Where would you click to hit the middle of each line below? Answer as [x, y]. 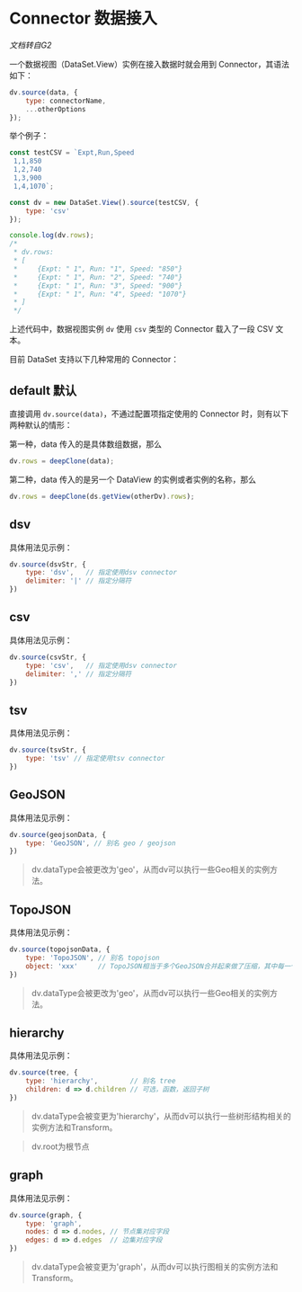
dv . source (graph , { [46, 1215]
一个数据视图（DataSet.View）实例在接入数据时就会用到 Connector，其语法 [150, 64]
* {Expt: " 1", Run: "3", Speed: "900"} [98, 285]
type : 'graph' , [54, 1224]
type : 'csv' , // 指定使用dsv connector [102, 665]
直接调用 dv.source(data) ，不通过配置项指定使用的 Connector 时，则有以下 [149, 414]
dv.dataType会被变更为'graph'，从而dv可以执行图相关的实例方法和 [155, 1267]
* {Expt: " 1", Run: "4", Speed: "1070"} [100, 294]
